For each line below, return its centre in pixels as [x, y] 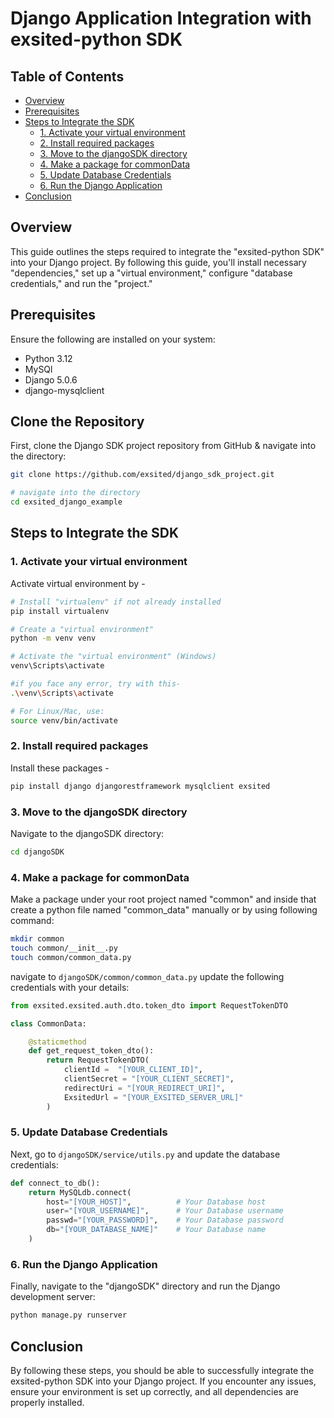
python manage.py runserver [69, 1315]
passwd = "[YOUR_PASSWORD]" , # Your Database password [165, 1220]
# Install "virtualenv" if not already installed [116, 602]
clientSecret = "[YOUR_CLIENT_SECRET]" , [149, 1079]
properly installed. [47, 1402]
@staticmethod [57, 1042]
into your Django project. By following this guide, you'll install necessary [158, 262]
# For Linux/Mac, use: [57, 711]
